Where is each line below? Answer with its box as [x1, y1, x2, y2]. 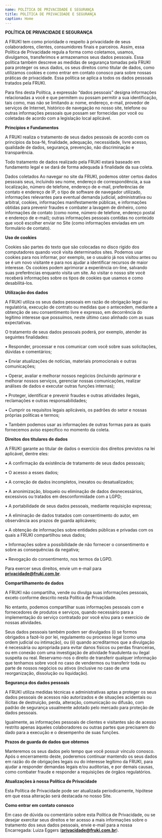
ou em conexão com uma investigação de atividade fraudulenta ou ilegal [5, 650, 150, 656]
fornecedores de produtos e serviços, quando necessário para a [5, 609, 134, 615]
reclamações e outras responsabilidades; [5, 398, 87, 404]
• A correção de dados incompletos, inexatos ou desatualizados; [5, 479, 134, 485]
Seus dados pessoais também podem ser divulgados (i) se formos [5, 629, 137, 635]
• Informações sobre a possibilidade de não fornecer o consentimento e [5, 542, 149, 547]
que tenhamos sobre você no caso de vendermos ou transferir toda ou [5, 660, 146, 666]
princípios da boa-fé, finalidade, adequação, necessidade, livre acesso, [5, 139, 147, 145]
